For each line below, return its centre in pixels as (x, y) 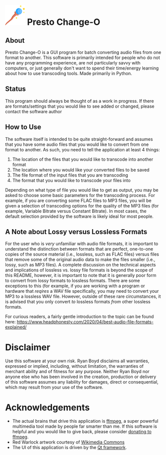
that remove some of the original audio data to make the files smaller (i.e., (80, 260)
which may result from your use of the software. (54, 388)
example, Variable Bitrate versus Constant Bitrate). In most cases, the (76, 211)
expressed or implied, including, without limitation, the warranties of (74, 366)
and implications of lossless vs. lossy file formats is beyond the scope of (79, 270)
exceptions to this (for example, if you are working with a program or (75, 286)
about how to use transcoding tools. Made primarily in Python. (69, 73)
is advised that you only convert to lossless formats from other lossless (78, 302)
